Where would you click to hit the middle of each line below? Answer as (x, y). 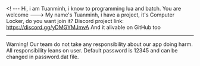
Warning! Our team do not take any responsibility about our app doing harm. (100, 44)
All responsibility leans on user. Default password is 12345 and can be (92, 50)
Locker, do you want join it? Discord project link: (65, 21)
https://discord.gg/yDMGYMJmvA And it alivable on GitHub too (83, 27)
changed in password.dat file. (43, 57)
